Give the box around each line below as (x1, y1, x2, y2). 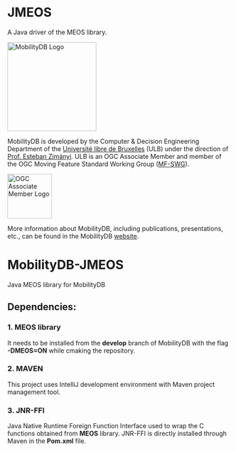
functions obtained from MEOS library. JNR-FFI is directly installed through (7, 429, 227, 438)
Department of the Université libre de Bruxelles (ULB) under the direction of (7, 144, 229, 153)
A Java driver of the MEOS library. (7, 28, 107, 36)
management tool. (7, 388, 60, 396)
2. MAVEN (7, 364, 43, 374)
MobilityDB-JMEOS (7, 257, 124, 273)
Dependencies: (7, 301, 77, 313)
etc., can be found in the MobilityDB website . (7, 232, 139, 240)
